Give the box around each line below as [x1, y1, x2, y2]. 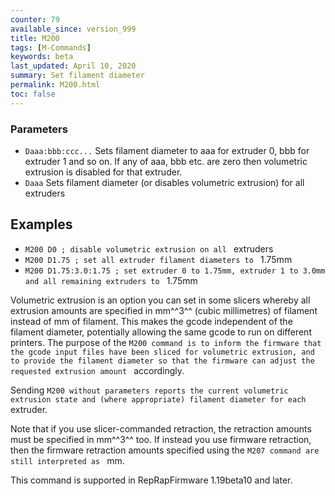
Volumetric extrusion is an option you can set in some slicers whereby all [10, 294, 311, 306]
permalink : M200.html [10, 80, 101, 90]
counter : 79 [10, 14, 60, 25]
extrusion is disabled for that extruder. [24, 166, 183, 178]
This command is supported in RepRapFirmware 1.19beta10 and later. [10, 474, 293, 486]
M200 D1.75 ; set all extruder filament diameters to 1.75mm [24, 253, 293, 265]
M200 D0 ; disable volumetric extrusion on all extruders [24, 242, 274, 255]
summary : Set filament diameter [10, 71, 145, 81]
